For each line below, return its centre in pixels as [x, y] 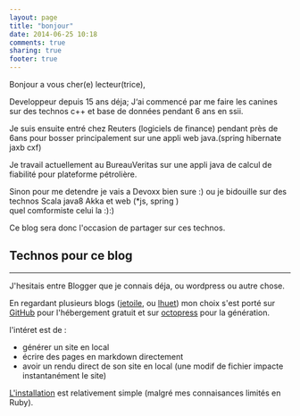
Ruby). [21, 402]
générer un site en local [66, 347]
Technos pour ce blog [71, 256]
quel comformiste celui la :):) [62, 210]
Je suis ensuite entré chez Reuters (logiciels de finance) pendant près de [144, 129]
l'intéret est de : [38, 329]
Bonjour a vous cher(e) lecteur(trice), [77, 84]
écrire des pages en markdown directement [103, 356]
